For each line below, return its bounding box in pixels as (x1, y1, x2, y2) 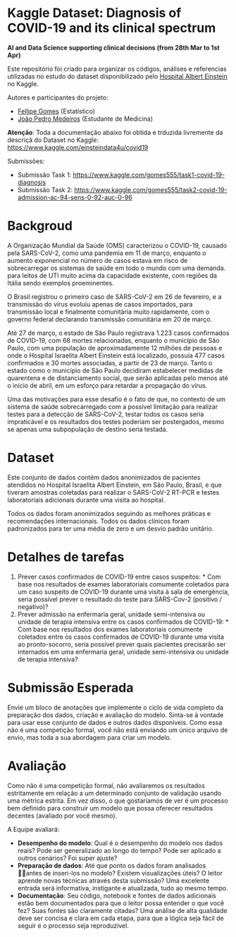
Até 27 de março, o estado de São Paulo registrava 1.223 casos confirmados (7, 329, 230, 337)
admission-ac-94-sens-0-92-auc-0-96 (17, 193, 132, 201)
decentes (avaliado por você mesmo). (7, 811, 118, 820)
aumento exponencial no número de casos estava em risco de (7, 256, 188, 264)
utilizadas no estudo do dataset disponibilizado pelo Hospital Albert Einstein (7, 72, 228, 81)
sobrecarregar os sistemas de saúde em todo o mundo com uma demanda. (7, 264, 226, 272)
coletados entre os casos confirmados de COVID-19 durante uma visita (17, 632, 224, 641)
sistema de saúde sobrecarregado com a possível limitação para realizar (7, 402, 218, 411)
